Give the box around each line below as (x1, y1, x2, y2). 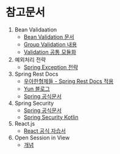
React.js (14, 119, 35, 127)
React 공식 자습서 (23, 127, 66, 134)
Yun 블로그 (23, 85, 50, 92)
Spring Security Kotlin (23, 113, 79, 121)
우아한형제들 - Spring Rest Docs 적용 (23, 77, 114, 85)
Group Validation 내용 (23, 41, 77, 48)
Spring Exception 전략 (23, 63, 79, 70)
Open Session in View (14, 134, 70, 141)
